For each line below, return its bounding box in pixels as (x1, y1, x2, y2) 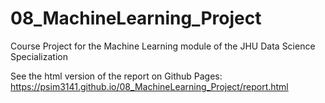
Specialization (10, 50, 68, 62)
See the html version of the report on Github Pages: (10, 70, 223, 82)
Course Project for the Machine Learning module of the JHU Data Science (10, 40, 316, 52)
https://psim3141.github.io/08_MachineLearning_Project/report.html (10, 80, 289, 92)
